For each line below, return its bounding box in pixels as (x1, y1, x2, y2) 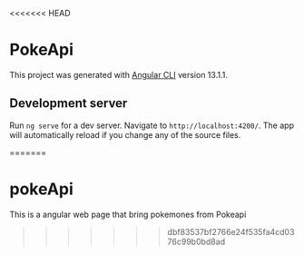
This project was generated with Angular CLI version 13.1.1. (9, 69, 229, 80)
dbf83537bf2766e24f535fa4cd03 (167, 226, 295, 237)
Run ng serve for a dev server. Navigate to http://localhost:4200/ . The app (9, 120, 295, 131)
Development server (9, 95, 128, 112)
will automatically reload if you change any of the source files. (9, 129, 241, 140)
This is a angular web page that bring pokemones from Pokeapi (9, 209, 247, 220)
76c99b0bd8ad (167, 236, 225, 247)
